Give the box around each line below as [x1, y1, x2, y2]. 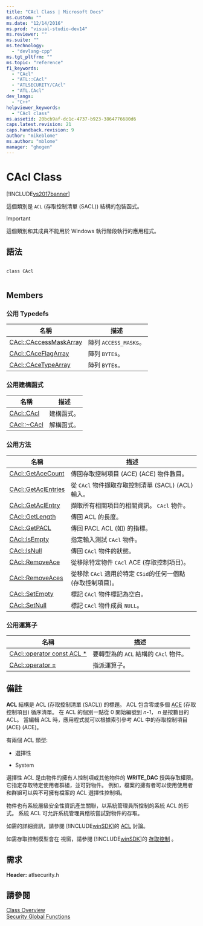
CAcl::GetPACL [9, 523, 51, 532]
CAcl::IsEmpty [9, 535, 50, 543]
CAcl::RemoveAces [9, 574, 63, 582]
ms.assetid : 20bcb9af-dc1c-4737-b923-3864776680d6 [6, 116, 137, 122]
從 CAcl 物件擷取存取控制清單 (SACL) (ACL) [70, 481, 193, 489]
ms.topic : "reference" [6, 59, 63, 65]
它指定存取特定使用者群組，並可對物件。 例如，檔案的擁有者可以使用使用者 [6, 781, 193, 789]
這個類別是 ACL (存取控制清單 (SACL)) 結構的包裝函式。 [6, 202, 143, 210]
